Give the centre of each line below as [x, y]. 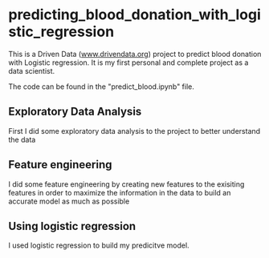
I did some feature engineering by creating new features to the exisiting [126, 184]
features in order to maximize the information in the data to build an [120, 192]
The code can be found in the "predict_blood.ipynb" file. [102, 87]
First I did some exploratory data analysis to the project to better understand [134, 131]
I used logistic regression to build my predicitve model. [99, 245]
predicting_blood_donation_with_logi [134, 15]
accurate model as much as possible [69, 201]
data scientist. [32, 71]
